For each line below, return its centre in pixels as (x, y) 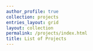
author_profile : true (32, 11)
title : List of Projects (36, 39)
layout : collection (30, 28)
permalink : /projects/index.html (47, 33)
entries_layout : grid (32, 22)
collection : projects (32, 17)
